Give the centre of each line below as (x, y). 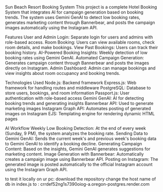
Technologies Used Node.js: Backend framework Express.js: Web (71, 83)
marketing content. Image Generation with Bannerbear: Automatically (74, 154)
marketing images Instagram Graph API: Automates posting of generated (78, 108)
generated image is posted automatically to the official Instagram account (79, 164)
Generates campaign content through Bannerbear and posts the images (77, 63)
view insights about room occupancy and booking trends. (63, 73)
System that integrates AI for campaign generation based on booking (74, 12)
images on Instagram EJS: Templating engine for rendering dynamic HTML (80, 113)
